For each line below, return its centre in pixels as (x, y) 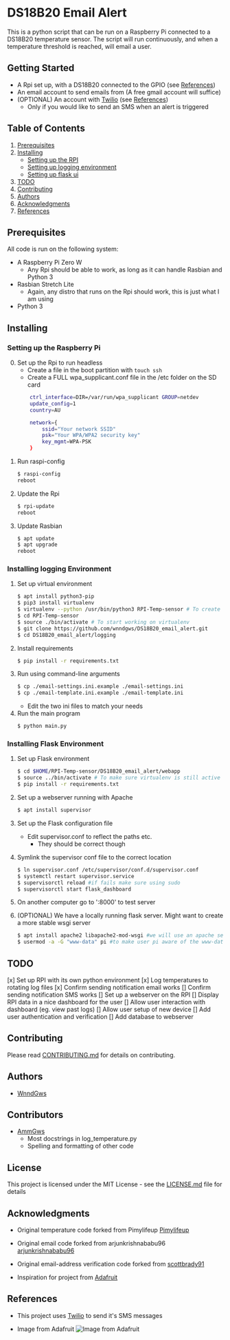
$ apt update (36, 538)
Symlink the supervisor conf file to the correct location (94, 857)
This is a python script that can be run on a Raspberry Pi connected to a (109, 32)
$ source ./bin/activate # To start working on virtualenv (103, 622)
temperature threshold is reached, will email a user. (80, 46)
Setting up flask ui (53, 174)
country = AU (45, 410)
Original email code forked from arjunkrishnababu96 (91, 1243)
